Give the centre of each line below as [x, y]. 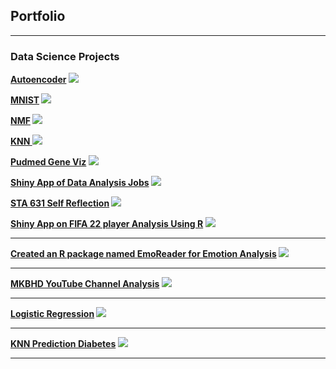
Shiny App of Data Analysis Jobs [80, 183]
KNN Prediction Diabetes [63, 344]
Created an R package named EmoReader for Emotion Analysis [143, 254]
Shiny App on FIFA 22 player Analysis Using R [107, 224]
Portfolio [38, 16]
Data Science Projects [65, 56]
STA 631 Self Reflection [60, 203]
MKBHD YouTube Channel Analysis [85, 284]
